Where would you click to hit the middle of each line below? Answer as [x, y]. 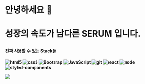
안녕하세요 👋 [28, 10]
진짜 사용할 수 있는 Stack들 [31, 51]
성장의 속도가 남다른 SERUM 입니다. [73, 34]
